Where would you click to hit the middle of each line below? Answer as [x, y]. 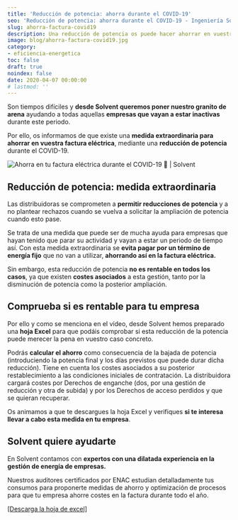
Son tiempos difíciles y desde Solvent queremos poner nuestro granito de [117, 107]
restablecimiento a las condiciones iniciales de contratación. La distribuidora [119, 375]
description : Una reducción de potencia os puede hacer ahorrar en [109, 34]
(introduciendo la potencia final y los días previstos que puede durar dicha [116, 360]
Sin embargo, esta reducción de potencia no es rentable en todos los [109, 269]
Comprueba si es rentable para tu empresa [103, 307]
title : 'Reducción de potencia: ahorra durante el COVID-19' [100, 14]
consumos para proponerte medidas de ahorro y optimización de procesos [117, 487]
